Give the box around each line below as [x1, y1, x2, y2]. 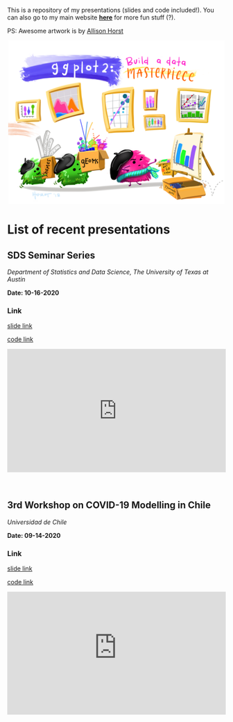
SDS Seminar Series [7, 249, 96, 261]
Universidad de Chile [7, 518, 67, 526]
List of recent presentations [7, 222, 171, 238]
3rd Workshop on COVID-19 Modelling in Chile [7, 500, 212, 511]
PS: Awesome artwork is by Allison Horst [7, 27, 123, 35]
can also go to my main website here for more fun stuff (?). [7, 13, 175, 22]
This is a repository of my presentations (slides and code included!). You [7, 6, 214, 14]
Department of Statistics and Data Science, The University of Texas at [7, 268, 209, 276]
